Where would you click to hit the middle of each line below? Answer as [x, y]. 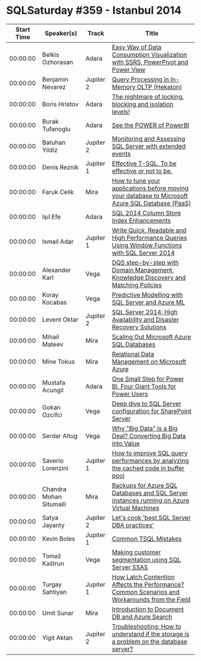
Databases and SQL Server [150, 493]
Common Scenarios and [146, 592]
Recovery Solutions [139, 327]
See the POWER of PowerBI [150, 125]
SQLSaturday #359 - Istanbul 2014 [94, 11]
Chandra [54, 489]
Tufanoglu [56, 128]
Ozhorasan [58, 62]
